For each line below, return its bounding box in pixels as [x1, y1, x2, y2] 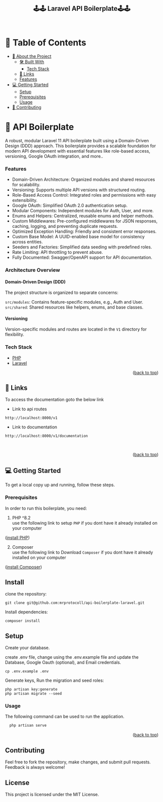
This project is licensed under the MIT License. [5, 791, 99, 797]
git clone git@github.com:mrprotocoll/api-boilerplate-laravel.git [5, 601, 145, 605]
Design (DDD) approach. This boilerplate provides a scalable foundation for [5, 143, 156, 149]
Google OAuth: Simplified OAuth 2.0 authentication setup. [12, 202, 128, 208]
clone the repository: [5, 591, 47, 597]
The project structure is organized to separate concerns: [5, 290, 119, 295]
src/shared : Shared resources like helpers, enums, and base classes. [5, 304, 144, 310]
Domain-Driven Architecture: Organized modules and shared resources [12, 176, 155, 182]
